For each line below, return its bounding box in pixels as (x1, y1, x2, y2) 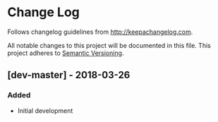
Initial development (17, 106, 73, 115)
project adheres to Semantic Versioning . (7, 49, 124, 57)
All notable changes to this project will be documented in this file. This (7, 41, 212, 49)
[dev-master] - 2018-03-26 (7, 69, 131, 81)
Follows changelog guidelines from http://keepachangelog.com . (7, 28, 193, 36)
